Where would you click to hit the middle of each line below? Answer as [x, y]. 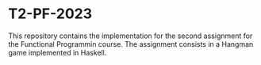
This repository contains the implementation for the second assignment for [130, 36]
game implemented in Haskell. [58, 52]
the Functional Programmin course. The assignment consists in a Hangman [131, 44]
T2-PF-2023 [50, 14]
